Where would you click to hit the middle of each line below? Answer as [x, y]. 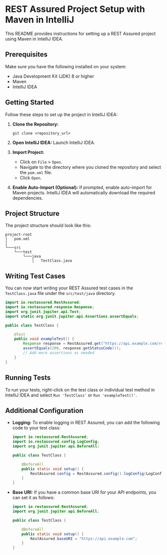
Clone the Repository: [35, 124]
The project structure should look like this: [48, 226]
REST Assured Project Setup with [75, 9]
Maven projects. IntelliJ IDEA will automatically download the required [84, 192]
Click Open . [31, 177]
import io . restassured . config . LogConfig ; [56, 442]
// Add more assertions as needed [59, 353]
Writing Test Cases [35, 276]
